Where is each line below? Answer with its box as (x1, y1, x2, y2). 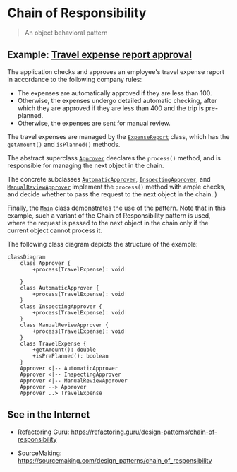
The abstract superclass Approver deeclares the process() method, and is (7, 153, 221, 162)
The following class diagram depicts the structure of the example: (7, 240, 199, 248)
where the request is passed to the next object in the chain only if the (7, 218, 209, 227)
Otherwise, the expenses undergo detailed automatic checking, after (17, 96, 217, 105)
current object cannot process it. (7, 226, 103, 235)
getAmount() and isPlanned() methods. (7, 140, 121, 148)
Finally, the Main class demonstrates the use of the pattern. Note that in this (7, 203, 226, 212)
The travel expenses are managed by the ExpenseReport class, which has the (7, 132, 230, 141)
